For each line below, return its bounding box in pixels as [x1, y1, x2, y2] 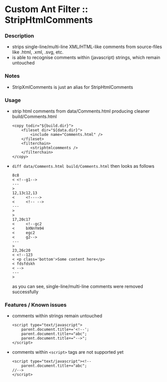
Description [5, 32, 34, 39]
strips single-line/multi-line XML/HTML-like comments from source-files [12, 44, 162, 50]
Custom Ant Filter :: [5, 4, 88, 15]
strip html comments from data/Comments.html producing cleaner [12, 108, 150, 114]
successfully [12, 289, 39, 295]
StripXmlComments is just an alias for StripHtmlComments [12, 84, 133, 90]
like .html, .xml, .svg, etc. [12, 49, 64, 55]
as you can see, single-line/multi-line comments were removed [12, 283, 143, 290]
